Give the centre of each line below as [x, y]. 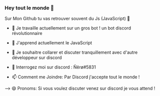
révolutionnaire [27, 33]
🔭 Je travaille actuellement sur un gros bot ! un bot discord [71, 28]
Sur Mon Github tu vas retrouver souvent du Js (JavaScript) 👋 [67, 19]
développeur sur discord [37, 58]
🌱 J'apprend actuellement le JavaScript [52, 43]
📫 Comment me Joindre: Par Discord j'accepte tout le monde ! [76, 77]
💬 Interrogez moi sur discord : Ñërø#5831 [54, 67]
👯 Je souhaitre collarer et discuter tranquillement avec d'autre [75, 52]
